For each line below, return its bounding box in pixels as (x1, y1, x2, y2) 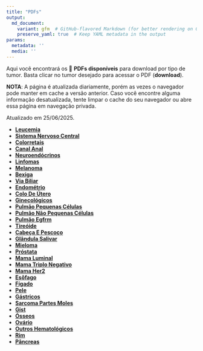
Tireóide (14, 222, 37, 229)
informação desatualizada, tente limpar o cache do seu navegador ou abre (6, 96, 192, 103)
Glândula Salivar (14, 235, 57, 242)
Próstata (14, 248, 37, 255)
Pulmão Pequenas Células (14, 203, 83, 210)
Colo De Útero (14, 190, 51, 197)
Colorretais (14, 139, 44, 146)
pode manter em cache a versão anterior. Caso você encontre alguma (6, 89, 181, 97)
